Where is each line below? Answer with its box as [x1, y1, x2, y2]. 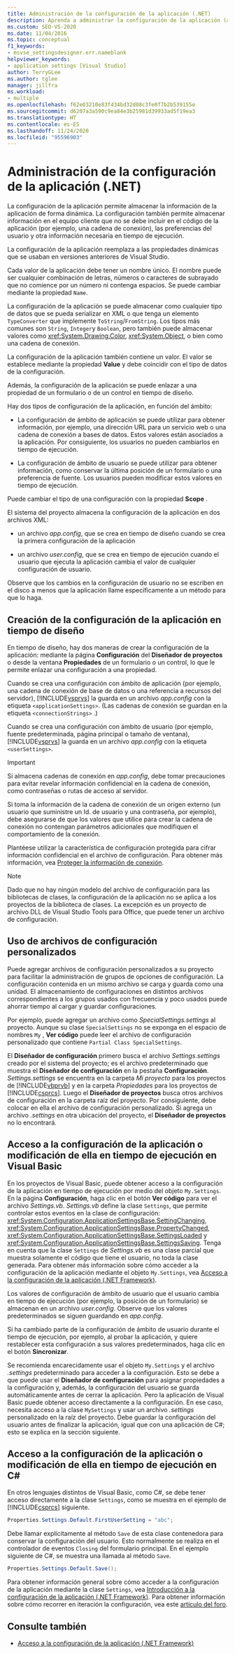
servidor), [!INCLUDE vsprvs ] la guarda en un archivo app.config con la [7, 694, 211, 702]
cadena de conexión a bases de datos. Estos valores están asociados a [17, 431, 224, 439]
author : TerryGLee [7, 69, 61, 76]
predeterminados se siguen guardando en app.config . [7, 1311, 163, 1320]
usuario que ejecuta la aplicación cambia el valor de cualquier [17, 557, 196, 566]
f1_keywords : [7, 43, 45, 50]
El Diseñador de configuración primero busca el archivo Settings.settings [7, 1051, 220, 1060]
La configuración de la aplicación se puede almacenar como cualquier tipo [7, 302, 222, 311]
